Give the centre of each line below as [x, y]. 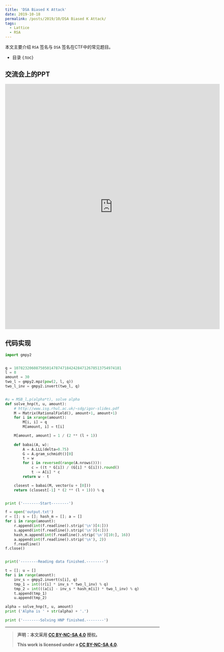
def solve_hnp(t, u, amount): [36, 404]
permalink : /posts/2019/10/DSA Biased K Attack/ [56, 19]
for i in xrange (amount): [40, 417]
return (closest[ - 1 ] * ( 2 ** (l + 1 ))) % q [59, 490]
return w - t [36, 476]
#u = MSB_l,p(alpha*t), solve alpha [42, 399]
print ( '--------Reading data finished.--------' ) [57, 562]
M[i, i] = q [35, 422]
